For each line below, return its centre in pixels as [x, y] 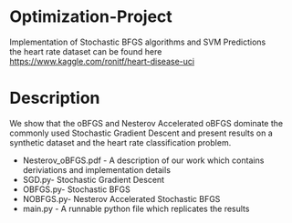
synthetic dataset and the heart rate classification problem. [120, 142]
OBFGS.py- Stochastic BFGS [76, 189]
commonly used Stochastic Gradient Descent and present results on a [141, 133]
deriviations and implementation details [97, 169]
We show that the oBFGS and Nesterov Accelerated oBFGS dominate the [146, 123]
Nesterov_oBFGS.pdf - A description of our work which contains [143, 160]
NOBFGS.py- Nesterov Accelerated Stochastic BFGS [121, 198]
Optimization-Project [91, 17]
